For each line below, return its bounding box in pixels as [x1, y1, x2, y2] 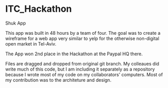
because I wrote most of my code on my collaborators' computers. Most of [5, 71, 163, 77]
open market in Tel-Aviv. [5, 40, 57, 47]
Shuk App [5, 20, 26, 26]
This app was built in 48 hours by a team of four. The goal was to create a [5, 30, 161, 36]
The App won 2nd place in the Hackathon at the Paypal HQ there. [5, 51, 143, 57]
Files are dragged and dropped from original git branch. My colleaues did [5, 60, 159, 67]
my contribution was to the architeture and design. [5, 77, 111, 83]
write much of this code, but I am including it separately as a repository [5, 66, 155, 72]
